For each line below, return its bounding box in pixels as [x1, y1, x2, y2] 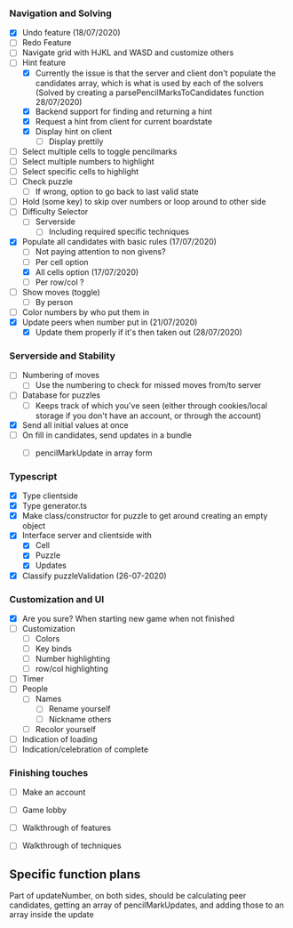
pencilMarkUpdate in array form [35, 448, 153, 458]
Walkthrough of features [21, 822, 112, 834]
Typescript [9, 470, 58, 482]
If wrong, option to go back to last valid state [35, 186, 199, 198]
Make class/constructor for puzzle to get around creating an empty [21, 511, 268, 521]
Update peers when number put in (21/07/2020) [21, 317, 198, 327]
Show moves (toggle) [21, 286, 100, 297]
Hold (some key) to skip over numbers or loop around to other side [21, 197, 266, 207]
